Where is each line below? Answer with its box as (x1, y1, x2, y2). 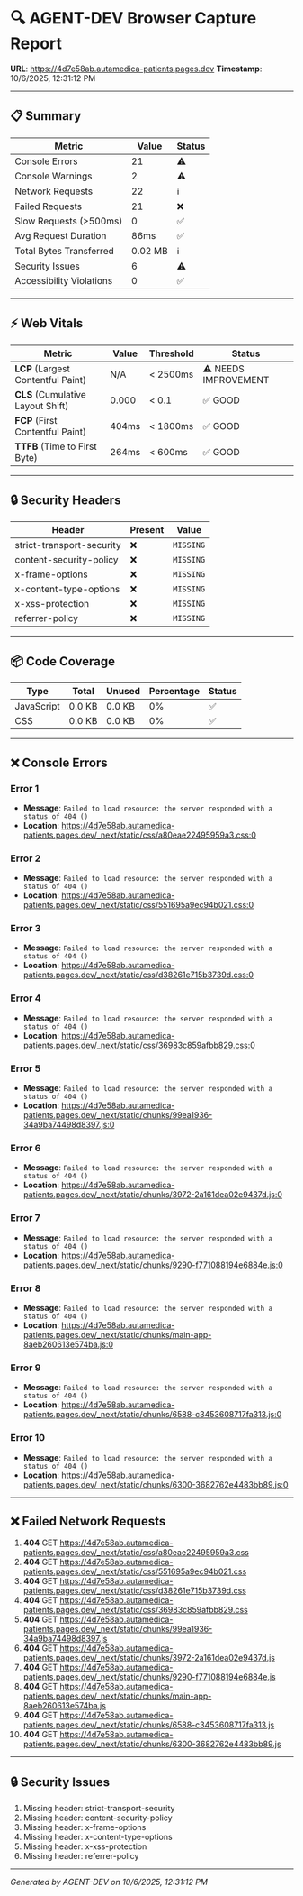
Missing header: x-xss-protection (22, 1841, 147, 1852)
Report (10, 33, 62, 54)
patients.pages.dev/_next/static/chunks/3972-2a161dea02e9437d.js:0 (22, 1189, 282, 1200)
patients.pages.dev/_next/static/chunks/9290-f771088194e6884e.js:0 (22, 1259, 284, 1270)
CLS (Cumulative (14, 388, 86, 400)
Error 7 (10, 1212, 41, 1224)
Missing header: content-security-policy (22, 1812, 174, 1823)
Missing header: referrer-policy (22, 1851, 139, 1862)
